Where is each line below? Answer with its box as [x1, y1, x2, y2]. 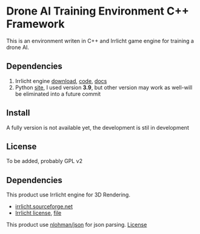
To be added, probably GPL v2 [6, 158, 83, 165]
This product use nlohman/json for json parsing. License [6, 221, 147, 229]
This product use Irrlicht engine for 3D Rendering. [6, 191, 130, 198]
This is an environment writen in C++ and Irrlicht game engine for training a [6, 37, 194, 44]
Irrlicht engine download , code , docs [15, 77, 107, 84]
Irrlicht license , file [15, 209, 62, 216]
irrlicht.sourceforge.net [15, 203, 73, 210]
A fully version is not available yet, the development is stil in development [6, 124, 189, 131]
